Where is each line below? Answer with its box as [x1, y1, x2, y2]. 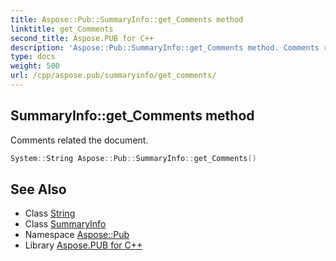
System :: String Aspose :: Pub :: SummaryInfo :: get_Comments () [10, 153, 257, 163]
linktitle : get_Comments [10, 24, 114, 34]
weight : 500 [10, 61, 60, 71]
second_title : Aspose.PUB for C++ [10, 33, 155, 43]
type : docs [10, 52, 56, 62]
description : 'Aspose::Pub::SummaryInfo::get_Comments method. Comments [10, 42, 320, 53]
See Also [10, 181, 67, 198]
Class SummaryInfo [24, 218, 107, 230]
